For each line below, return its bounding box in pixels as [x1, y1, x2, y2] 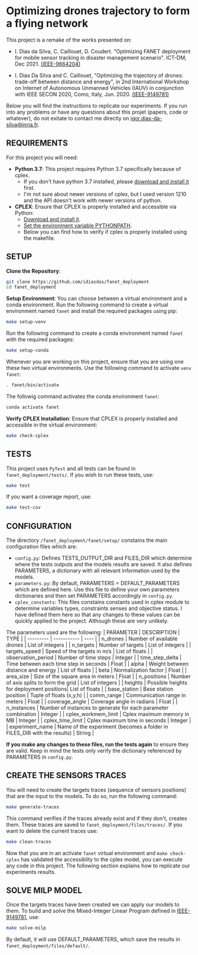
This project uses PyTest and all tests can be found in [6, 464, 136, 472]
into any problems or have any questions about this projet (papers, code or [6, 108, 189, 115]
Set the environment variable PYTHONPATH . [23, 222, 132, 229]
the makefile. [23, 234, 56, 241]
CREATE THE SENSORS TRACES [6, 770, 126, 780]
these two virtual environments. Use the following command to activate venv [6, 364, 191, 372]
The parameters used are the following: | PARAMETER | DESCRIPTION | [6, 629, 180, 636]
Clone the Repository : [6, 267, 61, 275]
